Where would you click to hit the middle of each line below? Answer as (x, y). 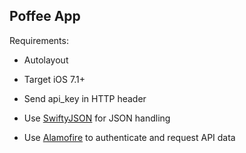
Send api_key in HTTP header (85, 98)
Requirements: (39, 40)
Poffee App (45, 16)
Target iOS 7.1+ (54, 79)
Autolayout (46, 60)
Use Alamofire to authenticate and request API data (129, 137)
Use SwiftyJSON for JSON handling (97, 118)
